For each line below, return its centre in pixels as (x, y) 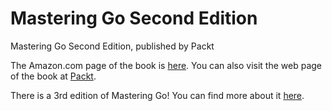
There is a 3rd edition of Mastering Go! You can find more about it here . (157, 95)
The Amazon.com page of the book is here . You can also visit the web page (166, 65)
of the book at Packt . (53, 76)
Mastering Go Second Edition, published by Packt (112, 46)
